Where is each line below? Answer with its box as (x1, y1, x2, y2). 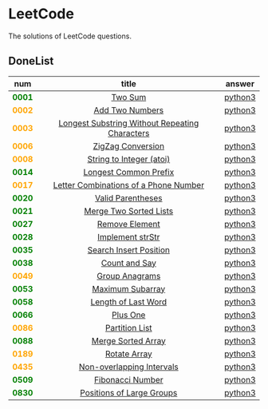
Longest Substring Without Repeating (58, 117, 199, 129)
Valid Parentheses (94, 193, 163, 204)
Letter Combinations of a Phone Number (53, 179, 205, 190)
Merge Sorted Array (91, 335, 166, 346)
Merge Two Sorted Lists (84, 205, 174, 216)
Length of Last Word (90, 296, 167, 308)
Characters (107, 127, 150, 138)
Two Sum (111, 91, 147, 102)
